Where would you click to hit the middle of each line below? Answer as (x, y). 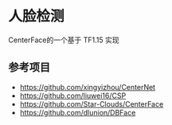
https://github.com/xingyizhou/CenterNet (88, 87)
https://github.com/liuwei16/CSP (73, 96)
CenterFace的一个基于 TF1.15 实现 (64, 40)
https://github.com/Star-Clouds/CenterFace (92, 104)
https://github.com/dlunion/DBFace (78, 112)
